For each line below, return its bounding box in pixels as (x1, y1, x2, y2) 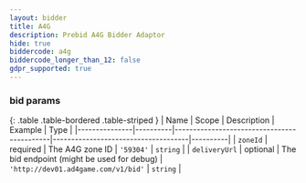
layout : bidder (9, 13, 68, 23)
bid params (9, 94, 61, 107)
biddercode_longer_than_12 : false (9, 56, 142, 65)
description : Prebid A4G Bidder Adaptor (9, 30, 166, 39)
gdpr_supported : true (9, 65, 92, 74)
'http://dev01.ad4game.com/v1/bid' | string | (9, 163, 182, 174)
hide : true (9, 38, 51, 48)
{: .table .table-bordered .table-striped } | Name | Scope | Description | (9, 115, 275, 126)
